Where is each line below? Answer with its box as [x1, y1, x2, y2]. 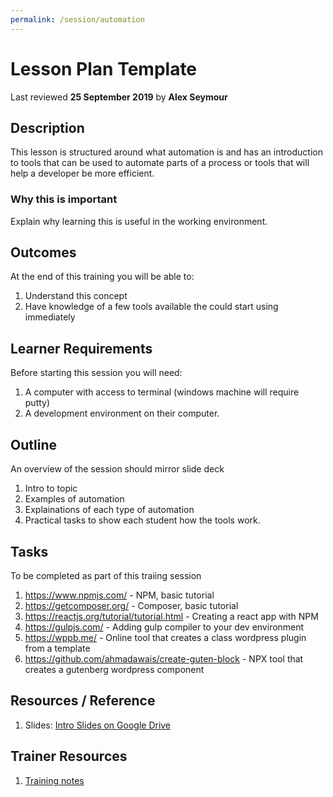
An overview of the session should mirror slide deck [10, 463, 225, 475]
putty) [24, 397, 51, 409]
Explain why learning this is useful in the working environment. [10, 215, 268, 227]
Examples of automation [24, 493, 125, 505]
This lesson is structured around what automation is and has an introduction [10, 146, 323, 158]
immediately [24, 311, 76, 323]
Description [10, 119, 85, 136]
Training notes [24, 774, 85, 786]
